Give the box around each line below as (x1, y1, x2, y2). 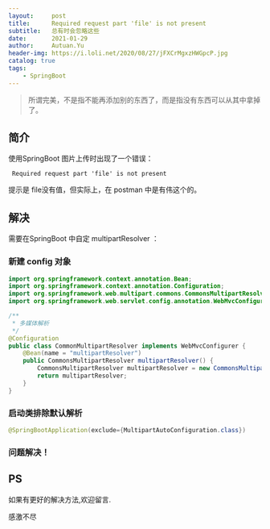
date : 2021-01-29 (8, 34, 88, 43)
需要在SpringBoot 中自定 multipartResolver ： (8, 234, 159, 244)
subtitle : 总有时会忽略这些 (8, 27, 100, 35)
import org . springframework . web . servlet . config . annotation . (8, 298, 215, 306)
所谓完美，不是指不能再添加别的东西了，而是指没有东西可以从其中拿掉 (27, 94, 261, 105)
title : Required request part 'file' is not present (8, 19, 207, 27)
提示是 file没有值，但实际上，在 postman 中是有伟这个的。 (8, 185, 202, 194)
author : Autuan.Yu (8, 42, 84, 50)
